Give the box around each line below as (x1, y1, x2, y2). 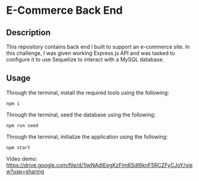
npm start (6, 145, 31, 151)
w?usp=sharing (6, 168, 45, 175)
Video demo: (6, 155, 38, 162)
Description (6, 27, 51, 38)
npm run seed (6, 122, 39, 128)
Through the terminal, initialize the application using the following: (6, 133, 168, 140)
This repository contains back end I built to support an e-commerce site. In (6, 43, 190, 50)
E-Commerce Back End (6, 4, 123, 17)
